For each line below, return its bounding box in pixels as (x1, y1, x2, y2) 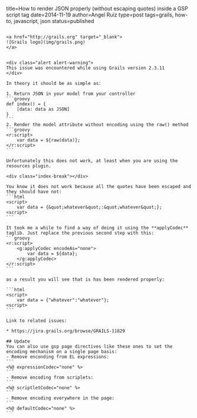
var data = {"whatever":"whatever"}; (17, 297, 110, 303)
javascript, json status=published (14, 18, 94, 24)
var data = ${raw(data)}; (17, 137, 81, 143)
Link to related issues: (6, 318, 67, 324)
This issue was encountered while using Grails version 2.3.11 (6, 65, 165, 71)
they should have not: (6, 189, 62, 195)
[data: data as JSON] (17, 106, 70, 112)
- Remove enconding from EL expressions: (6, 354, 110, 360)
